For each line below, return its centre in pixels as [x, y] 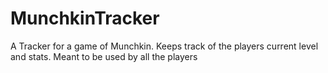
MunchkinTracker [85, 18]
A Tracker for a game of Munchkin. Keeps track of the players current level [164, 46]
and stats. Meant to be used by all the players [104, 56]
